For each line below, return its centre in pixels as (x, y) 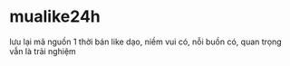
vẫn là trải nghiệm (43, 51)
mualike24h (55, 17)
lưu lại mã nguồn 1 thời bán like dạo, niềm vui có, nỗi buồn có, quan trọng (146, 42)
